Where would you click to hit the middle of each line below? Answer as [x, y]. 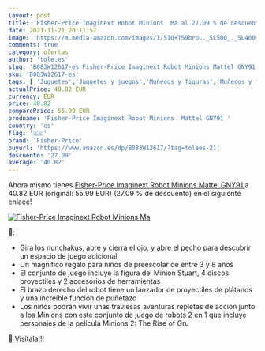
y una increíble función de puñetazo [78, 298]
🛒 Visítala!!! [26, 339]
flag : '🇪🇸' [28, 133]
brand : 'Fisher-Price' [45, 140]
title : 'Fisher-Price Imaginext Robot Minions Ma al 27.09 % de [118, 23]
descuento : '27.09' [40, 155]
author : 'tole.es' [38, 60]
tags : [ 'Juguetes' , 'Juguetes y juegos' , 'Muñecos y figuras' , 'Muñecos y [130, 81]
